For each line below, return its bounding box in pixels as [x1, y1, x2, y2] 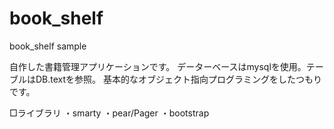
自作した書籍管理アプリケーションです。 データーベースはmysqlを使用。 [9, 60, 307, 72]
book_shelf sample [9, 40, 87, 52]
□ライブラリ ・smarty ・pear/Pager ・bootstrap [9, 107, 210, 119]
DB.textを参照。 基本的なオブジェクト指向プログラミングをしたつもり [35, 73, 323, 85]
